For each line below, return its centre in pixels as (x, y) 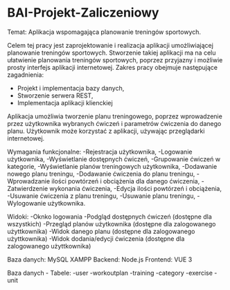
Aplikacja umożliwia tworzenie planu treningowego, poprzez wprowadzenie (115, 116)
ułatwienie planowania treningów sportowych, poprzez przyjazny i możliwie (115, 60)
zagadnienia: (25, 75)
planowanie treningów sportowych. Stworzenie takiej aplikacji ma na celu (112, 53)
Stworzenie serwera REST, (55, 96)
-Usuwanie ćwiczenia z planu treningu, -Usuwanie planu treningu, (101, 196)
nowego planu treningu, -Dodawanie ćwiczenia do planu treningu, (101, 174)
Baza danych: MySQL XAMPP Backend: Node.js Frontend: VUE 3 (100, 259)
